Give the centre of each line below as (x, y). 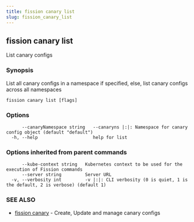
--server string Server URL (66, 175)
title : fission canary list (41, 11)
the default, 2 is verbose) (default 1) (56, 185)
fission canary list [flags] (42, 100)
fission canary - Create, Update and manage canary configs (87, 213)
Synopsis (20, 70)
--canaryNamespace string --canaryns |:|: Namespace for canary (105, 127)
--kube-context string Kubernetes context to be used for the (102, 165)
